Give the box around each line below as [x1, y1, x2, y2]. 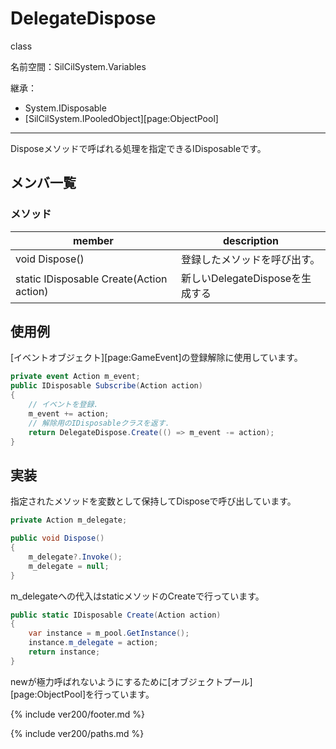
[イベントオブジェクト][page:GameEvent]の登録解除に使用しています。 [10, 352, 303, 364]
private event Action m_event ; [10, 372, 141, 382]
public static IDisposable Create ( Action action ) [10, 610, 222, 620]
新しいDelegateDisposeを [180, 271, 302, 285]
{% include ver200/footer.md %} [10, 708, 146, 720]
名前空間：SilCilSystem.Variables [10, 60, 147, 72]
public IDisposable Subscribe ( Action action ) [10, 381, 203, 391]
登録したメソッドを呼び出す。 [180, 252, 321, 266]
